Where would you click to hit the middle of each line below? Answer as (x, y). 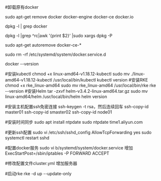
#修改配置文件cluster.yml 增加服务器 (41, 163)
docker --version (22, 64)
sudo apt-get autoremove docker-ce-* (43, 45)
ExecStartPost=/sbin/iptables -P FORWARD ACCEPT (57, 153)
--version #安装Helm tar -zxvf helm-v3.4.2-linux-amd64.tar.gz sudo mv (77, 91)
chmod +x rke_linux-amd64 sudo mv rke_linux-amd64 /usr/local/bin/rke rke (80, 85)
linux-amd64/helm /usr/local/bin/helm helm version (56, 97)
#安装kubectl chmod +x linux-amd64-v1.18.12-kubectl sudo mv (67, 74)
